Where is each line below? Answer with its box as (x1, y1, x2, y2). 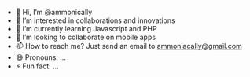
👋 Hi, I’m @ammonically (15, 8, 93, 16)
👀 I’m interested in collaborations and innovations (15, 16, 175, 25)
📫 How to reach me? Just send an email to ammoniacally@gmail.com (15, 42, 242, 50)
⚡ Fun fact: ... (15, 61, 59, 71)
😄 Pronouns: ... (15, 53, 67, 62)
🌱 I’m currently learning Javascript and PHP (15, 24, 157, 33)
